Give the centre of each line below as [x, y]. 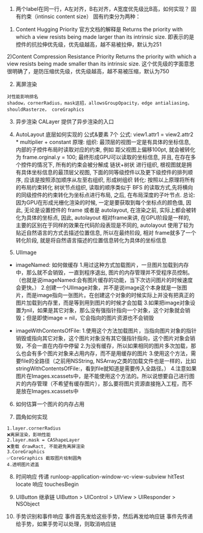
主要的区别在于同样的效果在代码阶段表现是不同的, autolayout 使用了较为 [105, 225]
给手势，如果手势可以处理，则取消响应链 [66, 524]
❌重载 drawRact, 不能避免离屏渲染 [46, 446]
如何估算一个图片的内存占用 [50, 404]
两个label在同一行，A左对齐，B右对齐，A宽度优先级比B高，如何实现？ [102, 9]
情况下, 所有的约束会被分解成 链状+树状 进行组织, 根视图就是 [111, 165]
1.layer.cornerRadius [34, 428]
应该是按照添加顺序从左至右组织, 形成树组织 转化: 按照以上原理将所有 [109, 180]
